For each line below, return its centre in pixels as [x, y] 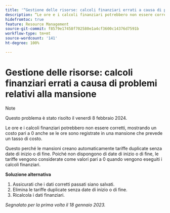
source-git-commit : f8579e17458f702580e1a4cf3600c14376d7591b [72, 29]
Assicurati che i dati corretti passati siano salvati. [63, 184]
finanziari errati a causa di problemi [81, 83]
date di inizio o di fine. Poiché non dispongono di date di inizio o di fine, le [82, 154]
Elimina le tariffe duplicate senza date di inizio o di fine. [70, 189]
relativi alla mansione [51, 94]
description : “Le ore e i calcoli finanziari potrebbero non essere [79, 15]
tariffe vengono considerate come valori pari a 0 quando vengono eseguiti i [84, 159]
